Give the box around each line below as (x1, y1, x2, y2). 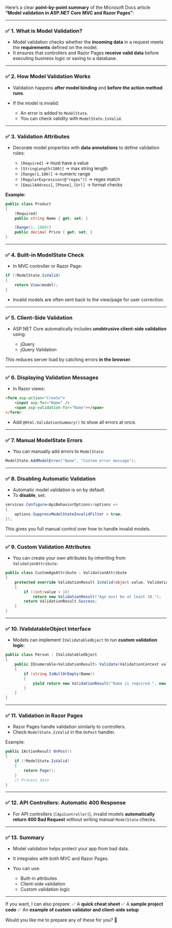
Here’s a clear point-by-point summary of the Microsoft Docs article (5, 5, 150, 10)
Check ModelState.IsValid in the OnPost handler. (12, 729, 116, 735)
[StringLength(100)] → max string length (20, 165, 108, 171)
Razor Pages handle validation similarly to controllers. (12, 724, 126, 730)
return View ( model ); (14, 283, 58, 288)
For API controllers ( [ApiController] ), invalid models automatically (12, 811, 155, 817)
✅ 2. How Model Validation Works (5, 73, 91, 80)
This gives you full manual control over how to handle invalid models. (5, 525, 151, 532)
